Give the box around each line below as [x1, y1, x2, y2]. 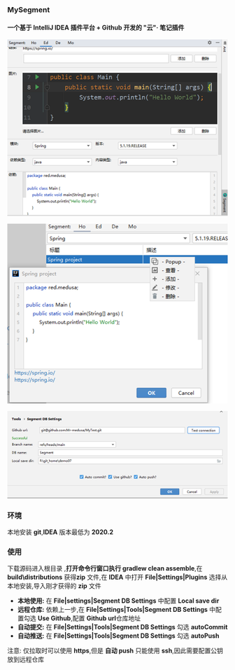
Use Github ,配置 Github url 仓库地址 [37, 614, 141, 622]
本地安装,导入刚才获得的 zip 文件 [7, 582, 101, 590]
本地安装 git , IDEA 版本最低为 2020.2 [7, 528, 114, 536]
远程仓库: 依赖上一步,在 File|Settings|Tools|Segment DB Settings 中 [17, 606, 216, 614]
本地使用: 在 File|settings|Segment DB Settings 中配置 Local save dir [17, 596, 220, 605]
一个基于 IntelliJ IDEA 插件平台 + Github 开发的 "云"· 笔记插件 [7, 23, 185, 32]
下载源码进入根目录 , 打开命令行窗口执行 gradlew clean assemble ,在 [7, 564, 203, 573]
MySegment [7, 5, 50, 15]
